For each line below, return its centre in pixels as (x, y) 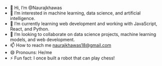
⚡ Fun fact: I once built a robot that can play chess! (62, 58)
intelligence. (22, 18)
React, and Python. (29, 29)
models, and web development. (42, 39)
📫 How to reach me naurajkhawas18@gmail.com (60, 45)
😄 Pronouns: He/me (31, 52)
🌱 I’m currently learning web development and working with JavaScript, (83, 23)
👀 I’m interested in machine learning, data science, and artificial (75, 13)
